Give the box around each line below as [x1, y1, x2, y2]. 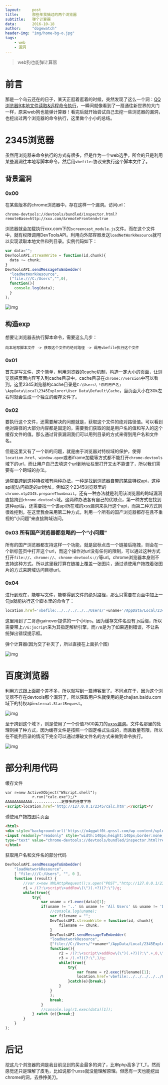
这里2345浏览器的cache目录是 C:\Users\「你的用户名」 [13, 381, 123, 387]
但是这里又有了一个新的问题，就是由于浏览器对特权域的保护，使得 [5, 448, 141, 455]
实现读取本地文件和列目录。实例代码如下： [9, 238, 97, 244]
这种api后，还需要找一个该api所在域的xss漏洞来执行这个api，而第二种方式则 [5, 503, 162, 509]
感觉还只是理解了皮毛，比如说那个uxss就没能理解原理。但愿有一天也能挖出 [5, 1068, 159, 1074]
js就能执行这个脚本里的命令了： [9, 598, 74, 604]
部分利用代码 [5, 762, 58, 774]
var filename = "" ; [49, 914, 91, 919]
